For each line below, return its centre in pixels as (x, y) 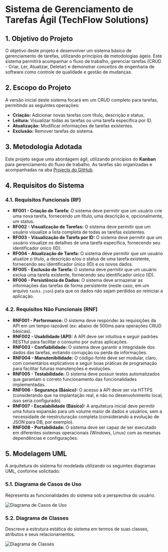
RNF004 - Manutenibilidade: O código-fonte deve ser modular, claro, (85, 358)
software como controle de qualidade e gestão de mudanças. (69, 72)
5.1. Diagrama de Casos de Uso (43, 484)
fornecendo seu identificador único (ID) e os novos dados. (73, 264)
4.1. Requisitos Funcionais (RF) (43, 200)
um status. (23, 221)
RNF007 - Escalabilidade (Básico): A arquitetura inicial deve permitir (84, 406)
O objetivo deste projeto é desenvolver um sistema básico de (68, 51)
